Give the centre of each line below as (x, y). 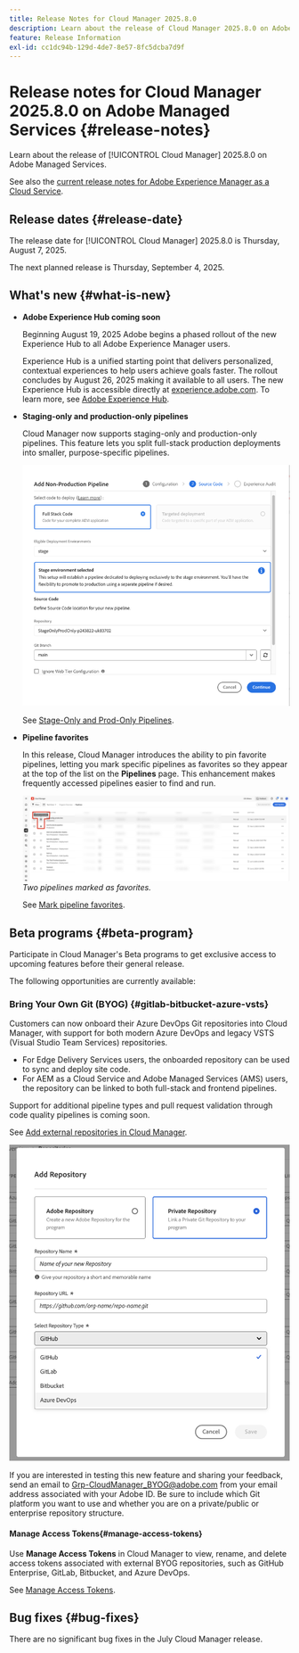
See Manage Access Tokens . (62, 1590)
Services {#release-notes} (110, 130)
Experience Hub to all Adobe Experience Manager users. (126, 343)
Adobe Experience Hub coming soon (91, 317)
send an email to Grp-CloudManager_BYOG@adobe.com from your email (143, 1484)
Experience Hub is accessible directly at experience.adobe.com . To (145, 389)
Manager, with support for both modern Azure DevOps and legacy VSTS (141, 1033)
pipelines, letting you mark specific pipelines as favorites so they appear (154, 765)
